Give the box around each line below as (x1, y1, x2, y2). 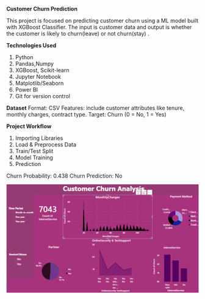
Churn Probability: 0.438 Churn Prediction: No (6, 172, 123, 179)
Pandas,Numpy (15, 60, 54, 67)
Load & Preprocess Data (15, 141, 77, 148)
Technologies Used (6, 42, 57, 49)
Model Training (15, 154, 54, 161)
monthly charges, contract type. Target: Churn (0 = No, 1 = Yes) (6, 111, 167, 118)
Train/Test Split (15, 148, 54, 154)
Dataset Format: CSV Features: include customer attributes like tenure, (6, 104, 185, 112)
